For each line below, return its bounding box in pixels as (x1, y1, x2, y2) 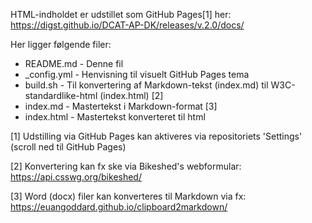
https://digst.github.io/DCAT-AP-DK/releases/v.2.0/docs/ (10, 19, 245, 31)
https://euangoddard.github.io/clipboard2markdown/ (10, 201, 228, 213)
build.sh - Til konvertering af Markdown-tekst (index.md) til (24, 79, 269, 91)
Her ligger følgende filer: (10, 39, 112, 50)
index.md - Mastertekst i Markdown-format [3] (24, 100, 218, 112)
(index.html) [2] (99, 90, 164, 101)
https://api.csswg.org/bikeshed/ (10, 171, 142, 183)
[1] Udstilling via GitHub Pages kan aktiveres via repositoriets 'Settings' (10, 130, 303, 142)
